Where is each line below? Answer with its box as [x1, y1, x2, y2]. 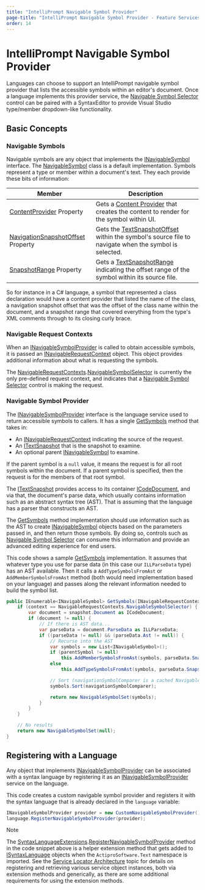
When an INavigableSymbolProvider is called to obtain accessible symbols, [6, 344, 195, 351]
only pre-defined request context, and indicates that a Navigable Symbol [6, 375, 189, 382]
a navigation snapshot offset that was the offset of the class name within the [6, 302, 198, 309]
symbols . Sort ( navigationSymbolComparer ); [49, 683, 157, 689]
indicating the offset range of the [95, 266, 190, 273]
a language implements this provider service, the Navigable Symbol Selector [6, 93, 199, 100]
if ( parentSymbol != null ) [49, 649, 119, 656]
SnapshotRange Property [9, 266, 82, 273]
